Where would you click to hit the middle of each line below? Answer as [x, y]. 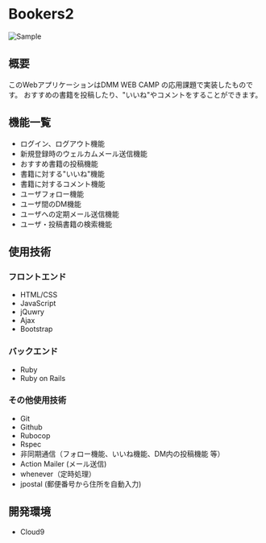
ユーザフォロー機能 [52, 193]
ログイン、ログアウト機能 [62, 143]
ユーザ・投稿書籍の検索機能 [66, 224]
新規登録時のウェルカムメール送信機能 [83, 153]
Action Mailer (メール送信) [63, 463]
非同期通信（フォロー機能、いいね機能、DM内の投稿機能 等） [122, 454]
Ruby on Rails [43, 378]
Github [31, 427]
